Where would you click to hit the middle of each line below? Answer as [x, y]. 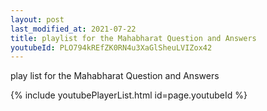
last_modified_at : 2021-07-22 [73, 29]
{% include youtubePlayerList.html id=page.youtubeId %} [129, 95]
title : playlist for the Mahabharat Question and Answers [133, 38]
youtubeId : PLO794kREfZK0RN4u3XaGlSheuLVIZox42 [111, 47]
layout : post [37, 19]
